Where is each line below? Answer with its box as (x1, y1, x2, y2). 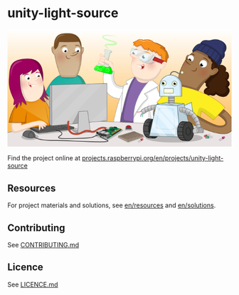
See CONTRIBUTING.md (7, 241, 80, 249)
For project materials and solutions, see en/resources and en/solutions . (7, 201, 216, 209)
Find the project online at (7, 154, 80, 162)
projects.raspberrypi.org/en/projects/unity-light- (81, 154, 224, 162)
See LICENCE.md (7, 280, 58, 289)
